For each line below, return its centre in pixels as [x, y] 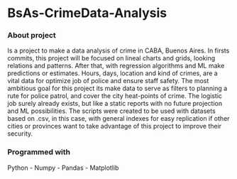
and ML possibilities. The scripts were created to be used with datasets [112, 111]
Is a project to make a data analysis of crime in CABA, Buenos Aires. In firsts [118, 50]
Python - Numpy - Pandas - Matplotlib [63, 168]
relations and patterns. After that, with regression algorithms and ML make [116, 66]
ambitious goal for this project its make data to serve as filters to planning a [117, 88]
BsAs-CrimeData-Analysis [87, 13]
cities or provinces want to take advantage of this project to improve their [115, 126]
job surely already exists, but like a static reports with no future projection [115, 104]
